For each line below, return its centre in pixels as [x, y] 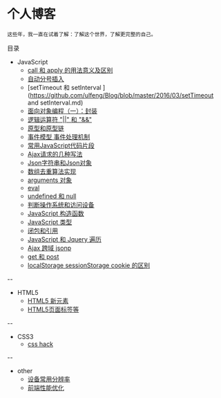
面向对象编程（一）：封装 [63, 111]
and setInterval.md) [55, 102]
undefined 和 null [52, 196]
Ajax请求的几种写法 [55, 154]
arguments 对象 [50, 180]
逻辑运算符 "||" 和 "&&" [59, 119]
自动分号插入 [46, 79]
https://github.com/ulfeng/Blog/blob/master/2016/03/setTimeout [122, 95]
